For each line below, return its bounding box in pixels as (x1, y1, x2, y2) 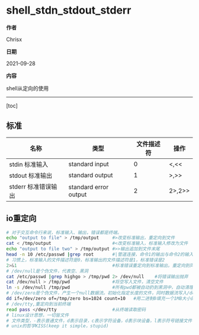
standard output (68, 171, 113, 179)
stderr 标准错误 (9, 182, 52, 190)
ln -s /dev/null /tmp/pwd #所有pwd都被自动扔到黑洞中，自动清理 (6, 285, 194, 291)
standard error (68, 183, 109, 191)
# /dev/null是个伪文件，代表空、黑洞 (6, 268, 89, 274)
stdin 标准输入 (9, 160, 49, 168)
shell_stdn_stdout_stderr (6, 4, 131, 17)
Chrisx (6, 36, 23, 43)
